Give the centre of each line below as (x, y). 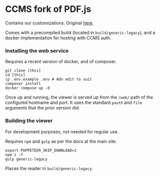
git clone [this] (23, 71)
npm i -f (14, 155)
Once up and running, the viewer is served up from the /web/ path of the (79, 97)
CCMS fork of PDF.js (48, 9)
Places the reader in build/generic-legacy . (49, 168)
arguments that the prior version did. (43, 108)
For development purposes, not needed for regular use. (62, 132)
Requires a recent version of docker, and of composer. (61, 62)
